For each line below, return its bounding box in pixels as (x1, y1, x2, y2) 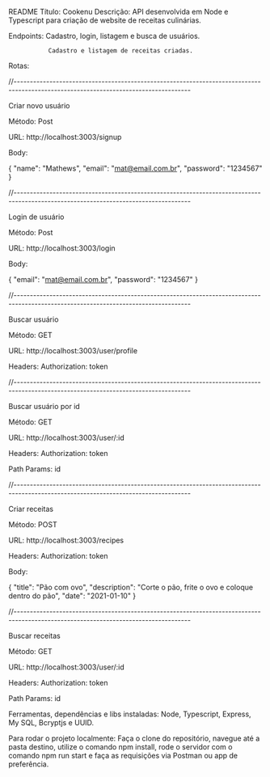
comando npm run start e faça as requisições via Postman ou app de (8, 751, 238, 760)
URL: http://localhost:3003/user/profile (8, 346, 138, 355)
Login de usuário (8, 212, 65, 222)
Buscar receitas (8, 631, 61, 640)
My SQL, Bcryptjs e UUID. (8, 718, 95, 727)
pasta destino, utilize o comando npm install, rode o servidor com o (8, 742, 233, 751)
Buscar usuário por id (8, 402, 81, 411)
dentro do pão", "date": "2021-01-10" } (8, 591, 137, 601)
